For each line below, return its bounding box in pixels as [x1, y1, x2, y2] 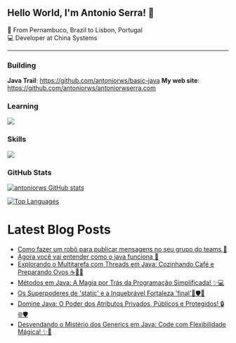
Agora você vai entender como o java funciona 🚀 [17, 252, 159, 261]
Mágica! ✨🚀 [17, 328, 52, 336]
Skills [7, 134, 27, 144]
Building [7, 60, 37, 70]
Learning [7, 101, 39, 111]
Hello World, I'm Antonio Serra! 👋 [7, 7, 155, 19]
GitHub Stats [7, 167, 52, 177]
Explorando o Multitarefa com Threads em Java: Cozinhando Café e [17, 259, 214, 268]
